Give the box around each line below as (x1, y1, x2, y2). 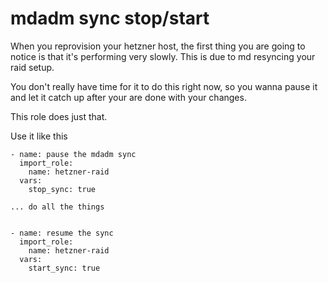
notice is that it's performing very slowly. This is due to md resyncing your (10, 50, 316, 62)
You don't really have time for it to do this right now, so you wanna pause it (10, 80, 318, 92)
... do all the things (10, 202, 105, 212)
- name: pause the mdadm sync (10, 149, 137, 159)
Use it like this (10, 130, 68, 142)
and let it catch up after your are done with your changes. (10, 91, 247, 103)
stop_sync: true (28, 184, 97, 194)
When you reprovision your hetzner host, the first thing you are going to (10, 40, 306, 52)
